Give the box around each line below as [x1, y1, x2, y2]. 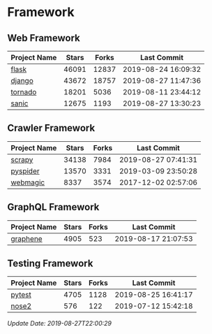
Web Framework [7, 32, 80, 44]
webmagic [10, 177, 45, 187]
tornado [10, 87, 37, 96]
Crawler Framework [7, 122, 96, 134]
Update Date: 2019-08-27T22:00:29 [7, 319, 112, 328]
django [10, 76, 33, 85]
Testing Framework [7, 258, 93, 270]
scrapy [10, 154, 33, 164]
